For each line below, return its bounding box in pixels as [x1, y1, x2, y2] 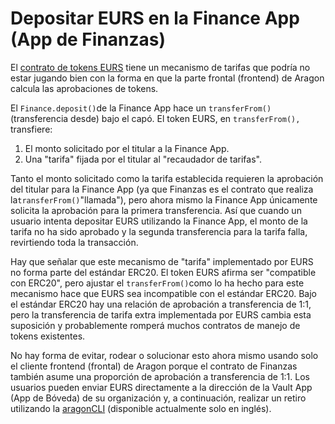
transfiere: [10, 123, 53, 135]
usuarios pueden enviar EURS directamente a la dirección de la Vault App [10, 381, 313, 393]
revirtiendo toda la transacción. [10, 236, 139, 248]
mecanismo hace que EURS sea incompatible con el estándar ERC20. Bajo [10, 287, 317, 299]
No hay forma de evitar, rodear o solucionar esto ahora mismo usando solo [10, 349, 319, 361]
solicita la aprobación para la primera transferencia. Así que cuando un [10, 204, 302, 216]
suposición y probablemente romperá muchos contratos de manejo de [10, 319, 301, 331]
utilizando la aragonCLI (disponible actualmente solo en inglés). [10, 402, 272, 414]
